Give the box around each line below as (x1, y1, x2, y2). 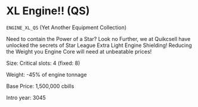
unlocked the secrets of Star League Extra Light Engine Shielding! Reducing (6, 42, 192, 49)
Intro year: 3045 (6, 94, 46, 101)
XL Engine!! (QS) (6, 4, 90, 18)
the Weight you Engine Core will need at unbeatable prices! (6, 48, 152, 55)
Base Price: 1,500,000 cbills (6, 82, 75, 90)
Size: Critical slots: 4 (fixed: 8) (6, 59, 81, 67)
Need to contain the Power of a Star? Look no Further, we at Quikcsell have (6, 35, 191, 42)
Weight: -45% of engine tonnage (6, 71, 87, 78)
